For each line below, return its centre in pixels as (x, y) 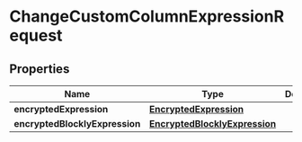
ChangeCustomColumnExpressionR (147, 17)
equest (36, 35)
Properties (40, 69)
